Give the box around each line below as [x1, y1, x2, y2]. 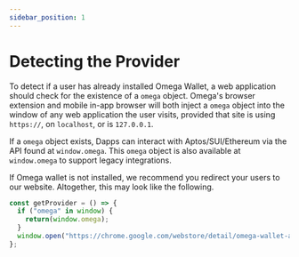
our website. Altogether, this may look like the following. [9, 181, 214, 192]
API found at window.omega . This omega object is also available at [9, 145, 241, 156]
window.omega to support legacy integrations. [9, 155, 172, 165]
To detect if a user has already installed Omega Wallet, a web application [9, 81, 276, 92]
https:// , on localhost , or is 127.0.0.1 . [9, 118, 154, 129]
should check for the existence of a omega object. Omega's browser [9, 90, 256, 100]
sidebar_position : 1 [9, 12, 86, 22]
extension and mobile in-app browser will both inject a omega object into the [9, 100, 285, 110]
